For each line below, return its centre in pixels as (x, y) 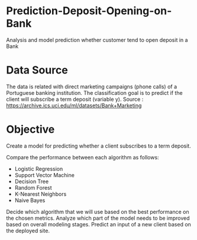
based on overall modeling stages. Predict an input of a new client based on (98, 224)
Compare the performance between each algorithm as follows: (83, 157)
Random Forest (33, 187)
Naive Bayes (30, 200)
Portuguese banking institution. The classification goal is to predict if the (94, 92)
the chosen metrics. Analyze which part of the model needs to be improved (98, 218)
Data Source (37, 70)
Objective (30, 129)
